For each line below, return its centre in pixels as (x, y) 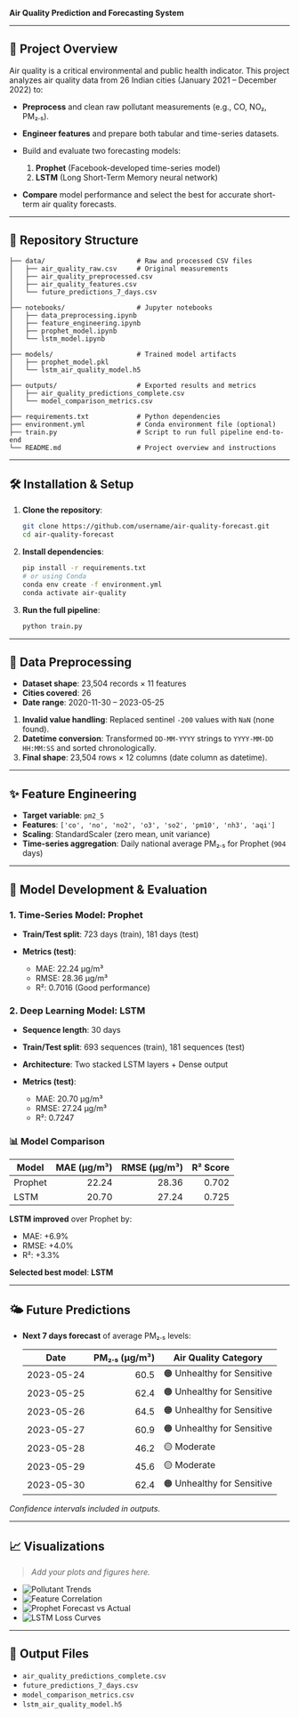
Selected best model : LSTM (61, 1272)
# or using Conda (54, 577)
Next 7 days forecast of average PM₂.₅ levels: (106, 1336)
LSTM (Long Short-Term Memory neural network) (126, 177)
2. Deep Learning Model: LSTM (77, 1011)
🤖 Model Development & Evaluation (108, 889)
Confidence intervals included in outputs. (85, 1509)
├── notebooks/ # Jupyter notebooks (111, 307)
